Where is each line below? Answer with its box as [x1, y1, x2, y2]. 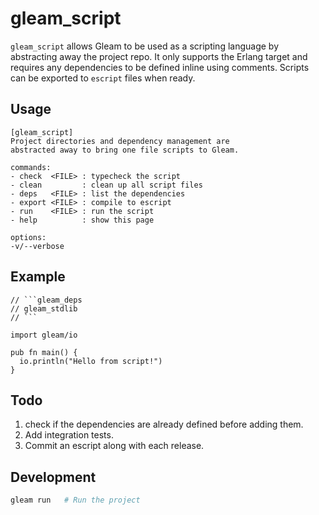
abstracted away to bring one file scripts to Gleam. [10, 145, 240, 155]
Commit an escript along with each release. [24, 440, 205, 452]
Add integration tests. [24, 429, 114, 441]
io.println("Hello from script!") [19, 356, 163, 366]
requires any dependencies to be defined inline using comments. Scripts [10, 61, 310, 73]
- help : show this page [10, 215, 155, 225]
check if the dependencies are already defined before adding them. [24, 418, 304, 431]
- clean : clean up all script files [10, 180, 203, 190]
